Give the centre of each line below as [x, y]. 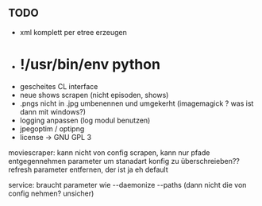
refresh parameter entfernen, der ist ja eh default [88, 169]
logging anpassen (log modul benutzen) [85, 120]
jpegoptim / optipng [52, 128]
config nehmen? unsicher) [51, 193]
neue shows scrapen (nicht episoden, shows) [94, 95]
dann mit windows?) [52, 111]
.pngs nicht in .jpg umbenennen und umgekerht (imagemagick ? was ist [137, 103]
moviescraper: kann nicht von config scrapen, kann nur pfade [109, 152]
